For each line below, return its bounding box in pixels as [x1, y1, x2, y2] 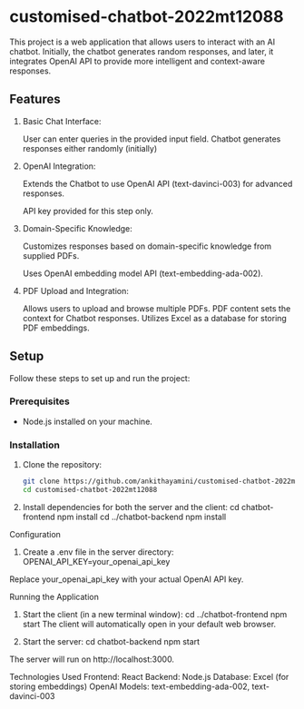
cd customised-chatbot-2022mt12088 [22, 486, 158, 495]
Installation [9, 438, 61, 451]
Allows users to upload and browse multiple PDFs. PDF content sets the [22, 302, 291, 314]
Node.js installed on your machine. [22, 416, 152, 427]
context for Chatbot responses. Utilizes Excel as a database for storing [22, 312, 288, 323]
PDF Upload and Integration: [22, 285, 129, 296]
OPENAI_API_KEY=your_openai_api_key [22, 556, 171, 566]
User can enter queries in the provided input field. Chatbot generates [22, 133, 281, 144]
